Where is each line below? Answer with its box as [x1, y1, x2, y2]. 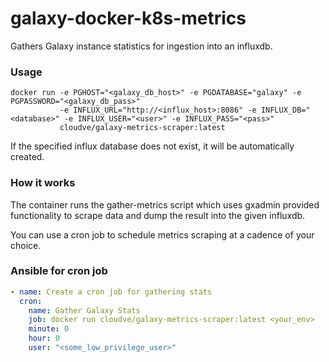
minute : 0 [28, 324, 70, 334]
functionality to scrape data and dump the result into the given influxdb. [10, 209, 306, 221]
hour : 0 [28, 333, 60, 344]
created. [10, 151, 45, 163]
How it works [10, 176, 76, 190]
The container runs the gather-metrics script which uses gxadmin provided [10, 198, 320, 211]
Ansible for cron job [10, 264, 108, 278]
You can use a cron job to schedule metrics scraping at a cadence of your [10, 228, 315, 241]
